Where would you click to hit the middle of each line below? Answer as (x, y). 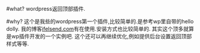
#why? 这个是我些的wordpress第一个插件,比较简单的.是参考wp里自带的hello (100, 21)
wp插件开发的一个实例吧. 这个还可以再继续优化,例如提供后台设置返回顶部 (102, 36)
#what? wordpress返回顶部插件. (46, 9)
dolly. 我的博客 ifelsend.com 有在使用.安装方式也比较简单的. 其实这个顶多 (95, 29)
